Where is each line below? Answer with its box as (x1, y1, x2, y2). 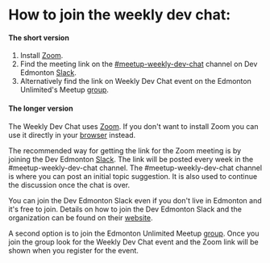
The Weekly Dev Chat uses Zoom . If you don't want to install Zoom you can (8, 121, 259, 131)
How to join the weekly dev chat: (8, 6, 231, 24)
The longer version (8, 103, 74, 113)
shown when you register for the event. (8, 245, 139, 255)
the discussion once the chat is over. (8, 180, 131, 190)
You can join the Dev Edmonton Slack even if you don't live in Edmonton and (8, 195, 262, 205)
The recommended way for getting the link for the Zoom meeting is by (8, 145, 242, 155)
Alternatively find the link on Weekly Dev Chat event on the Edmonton (19, 77, 251, 86)
